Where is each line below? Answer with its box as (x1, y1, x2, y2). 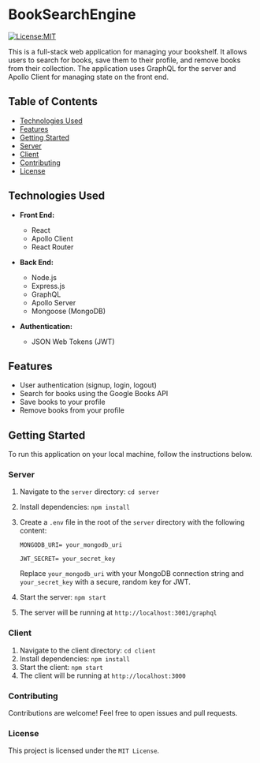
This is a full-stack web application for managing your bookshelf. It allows (8, 47, 247, 56)
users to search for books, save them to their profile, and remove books (8, 55, 241, 65)
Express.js (31, 281, 65, 290)
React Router (31, 242, 74, 252)
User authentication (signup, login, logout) (19, 380, 158, 390)
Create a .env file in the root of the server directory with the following (19, 518, 246, 527)
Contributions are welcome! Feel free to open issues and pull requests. (8, 709, 238, 718)
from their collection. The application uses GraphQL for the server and (8, 63, 236, 73)
